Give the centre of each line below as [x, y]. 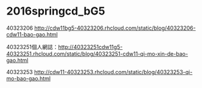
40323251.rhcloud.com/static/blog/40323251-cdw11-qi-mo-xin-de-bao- [97, 53]
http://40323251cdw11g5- [90, 47]
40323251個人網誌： [33, 47]
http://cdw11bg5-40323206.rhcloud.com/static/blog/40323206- [115, 28]
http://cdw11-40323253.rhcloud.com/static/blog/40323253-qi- [113, 72]
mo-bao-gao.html [28, 78]
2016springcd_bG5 [56, 11]
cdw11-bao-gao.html [32, 34]
